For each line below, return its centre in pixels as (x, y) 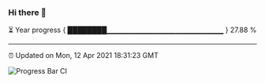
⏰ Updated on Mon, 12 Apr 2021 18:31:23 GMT (84, 56)
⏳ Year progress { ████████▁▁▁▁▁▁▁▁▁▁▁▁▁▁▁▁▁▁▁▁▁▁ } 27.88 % (132, 30)
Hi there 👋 (28, 13)
